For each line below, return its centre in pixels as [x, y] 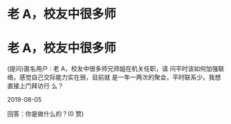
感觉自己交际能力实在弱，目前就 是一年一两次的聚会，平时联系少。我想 [120, 77]
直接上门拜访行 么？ [35, 86]
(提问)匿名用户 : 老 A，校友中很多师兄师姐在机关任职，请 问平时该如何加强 [113, 69]
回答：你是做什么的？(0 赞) [46, 114]
